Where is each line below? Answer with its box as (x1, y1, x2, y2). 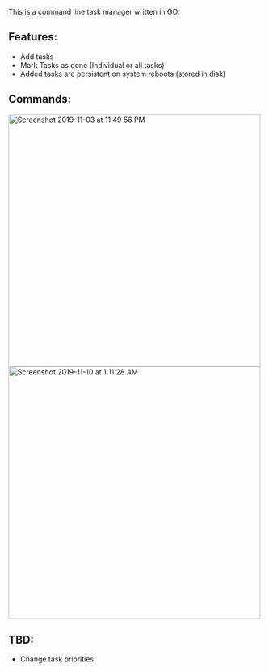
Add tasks (19, 52, 54, 61)
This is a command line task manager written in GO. (8, 7, 180, 16)
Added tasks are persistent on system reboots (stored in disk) (19, 69, 226, 78)
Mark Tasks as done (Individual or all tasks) (19, 60, 165, 70)
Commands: (8, 92, 72, 106)
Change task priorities (19, 654, 95, 664)
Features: (8, 30, 58, 44)
